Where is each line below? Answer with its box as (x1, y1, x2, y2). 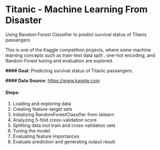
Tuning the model (12, 128, 50, 134)
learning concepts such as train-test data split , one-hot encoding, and (5, 52, 155, 58)
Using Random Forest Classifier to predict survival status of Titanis (5, 31, 147, 37)
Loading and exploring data (12, 101, 71, 107)
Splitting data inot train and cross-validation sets (12, 122, 116, 128)
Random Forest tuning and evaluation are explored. (5, 57, 114, 63)
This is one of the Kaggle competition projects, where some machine (5, 47, 151, 53)
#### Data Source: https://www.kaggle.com (5, 77, 100, 83)
